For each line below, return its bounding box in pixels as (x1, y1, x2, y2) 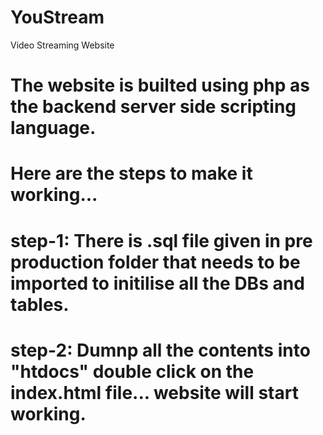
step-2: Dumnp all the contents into (10, 339, 311, 361)
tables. (10, 293, 70, 316)
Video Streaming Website (10, 39, 115, 51)
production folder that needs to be (10, 251, 301, 273)
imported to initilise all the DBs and (10, 272, 305, 295)
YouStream (10, 6, 105, 29)
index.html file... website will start (10, 381, 299, 404)
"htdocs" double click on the (10, 360, 255, 383)
